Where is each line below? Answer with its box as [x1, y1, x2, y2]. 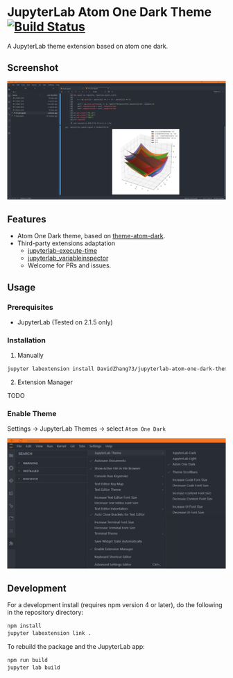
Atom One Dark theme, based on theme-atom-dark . [17, 232, 165, 240]
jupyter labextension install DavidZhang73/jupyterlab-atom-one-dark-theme [7, 365, 231, 372]
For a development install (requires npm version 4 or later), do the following [7, 600, 223, 609]
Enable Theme [7, 409, 57, 418]
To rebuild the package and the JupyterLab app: [7, 642, 146, 650]
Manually [17, 352, 44, 360]
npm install [7, 622, 42, 629]
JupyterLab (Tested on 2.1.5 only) [17, 317, 113, 326]
